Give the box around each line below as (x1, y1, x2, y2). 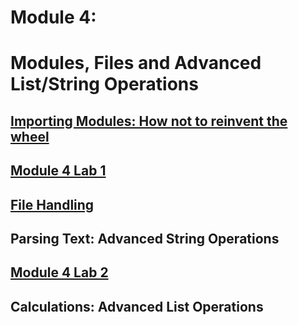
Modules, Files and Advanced (10, 52, 262, 75)
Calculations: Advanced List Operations (10, 298, 264, 315)
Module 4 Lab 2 (10, 264, 109, 281)
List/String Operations (10, 73, 199, 96)
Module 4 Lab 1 (10, 162, 107, 180)
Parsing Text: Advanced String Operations (10, 230, 280, 247)
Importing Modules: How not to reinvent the (10, 112, 288, 130)
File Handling (10, 196, 95, 213)
